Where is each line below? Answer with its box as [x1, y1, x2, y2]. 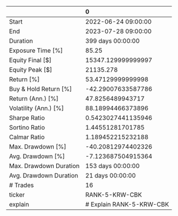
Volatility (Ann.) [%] [9, 104, 64, 112]
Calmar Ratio [9, 133, 45, 141]
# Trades [9, 181, 34, 189]
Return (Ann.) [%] [9, 95, 59, 102]
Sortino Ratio [9, 124, 46, 131]
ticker [9, 191, 25, 199]
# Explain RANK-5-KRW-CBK [85, 201, 170, 208]
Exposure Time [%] [9, 47, 63, 54]
